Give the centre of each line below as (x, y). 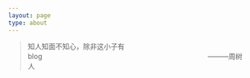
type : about (28, 23)
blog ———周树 (135, 56)
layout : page (30, 15)
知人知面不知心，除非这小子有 (76, 46)
